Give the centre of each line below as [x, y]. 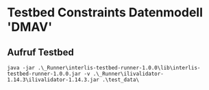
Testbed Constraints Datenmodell [105, 13]
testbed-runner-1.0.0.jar [44, 74]
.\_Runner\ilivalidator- [128, 74]
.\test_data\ [120, 80]
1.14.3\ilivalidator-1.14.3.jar [53, 80]
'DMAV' [30, 27]
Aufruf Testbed [40, 52]
